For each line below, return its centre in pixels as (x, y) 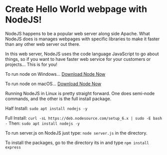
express (13, 147)
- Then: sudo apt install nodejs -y (42, 123)
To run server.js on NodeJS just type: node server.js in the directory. (76, 133)
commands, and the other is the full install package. (58, 99)
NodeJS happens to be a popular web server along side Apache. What (78, 33)
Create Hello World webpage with (76, 9)
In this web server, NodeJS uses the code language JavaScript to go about (82, 54)
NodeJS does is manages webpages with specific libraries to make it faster (83, 39)
